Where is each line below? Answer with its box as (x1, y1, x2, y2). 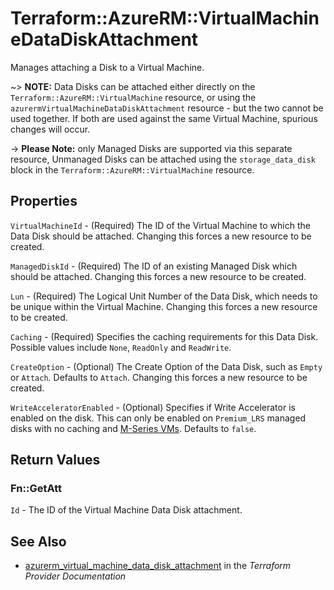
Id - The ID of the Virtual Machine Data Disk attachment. (10, 504, 243, 516)
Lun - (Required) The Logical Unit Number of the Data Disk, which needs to (10, 290, 318, 302)
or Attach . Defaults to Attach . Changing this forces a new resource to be (10, 371, 308, 383)
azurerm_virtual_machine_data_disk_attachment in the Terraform (24, 560, 292, 572)
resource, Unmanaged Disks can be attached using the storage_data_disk (10, 153, 316, 165)
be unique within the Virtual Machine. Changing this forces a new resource (10, 300, 318, 312)
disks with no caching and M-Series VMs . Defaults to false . (10, 422, 257, 434)
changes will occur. (10, 123, 91, 135)
